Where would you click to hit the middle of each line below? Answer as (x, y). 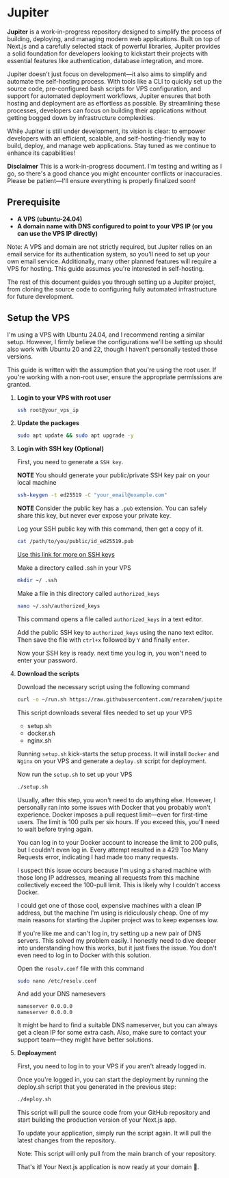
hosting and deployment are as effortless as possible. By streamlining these (114, 103)
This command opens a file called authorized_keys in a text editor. (110, 619)
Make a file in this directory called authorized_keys (88, 593)
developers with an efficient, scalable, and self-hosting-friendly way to (107, 138)
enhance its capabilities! (41, 153)
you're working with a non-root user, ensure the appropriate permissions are (115, 377)
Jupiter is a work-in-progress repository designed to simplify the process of (114, 32)
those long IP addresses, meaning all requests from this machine (108, 877)
